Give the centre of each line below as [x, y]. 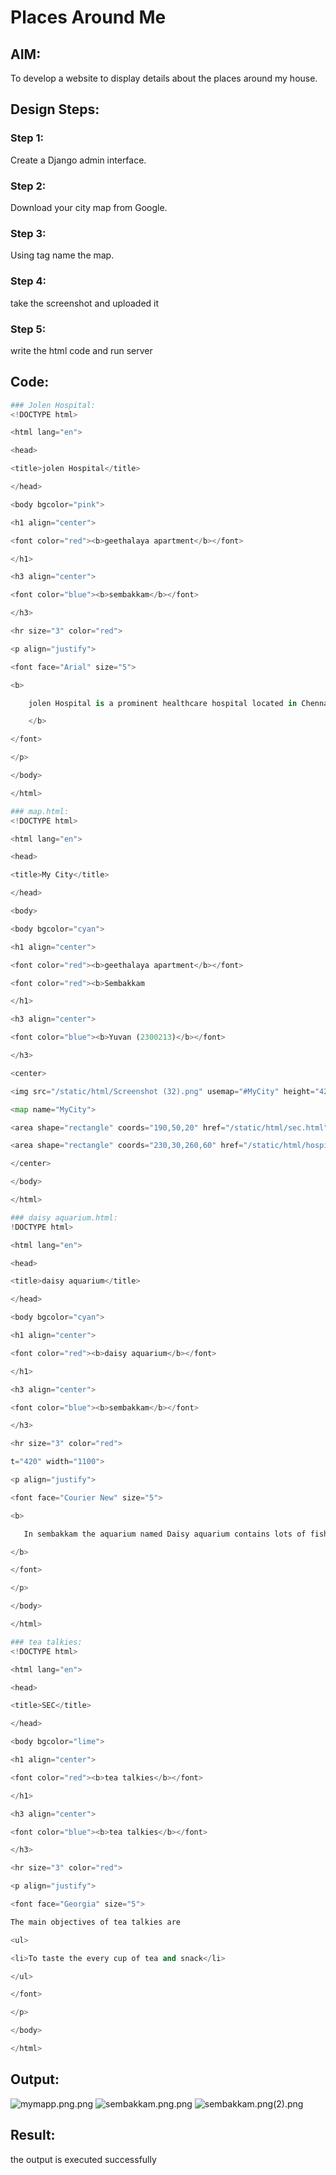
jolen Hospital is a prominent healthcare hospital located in [163, 703]
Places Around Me [88, 17]
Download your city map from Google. [89, 207]
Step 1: [27, 138]
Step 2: [28, 186]
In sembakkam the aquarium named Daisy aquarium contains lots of [165, 1534]
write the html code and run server [81, 350]
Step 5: [28, 329]
